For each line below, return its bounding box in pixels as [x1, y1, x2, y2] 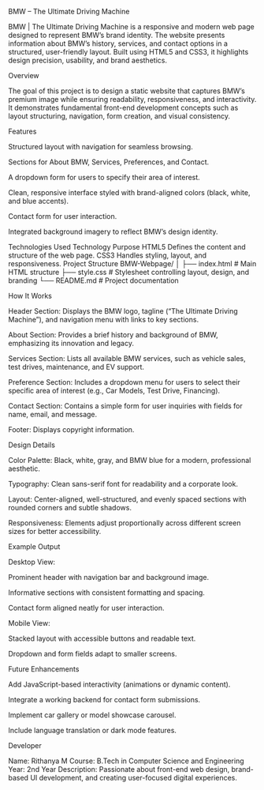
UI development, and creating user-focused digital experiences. [30, 773, 238, 782]
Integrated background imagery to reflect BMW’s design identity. [8, 227, 218, 236]
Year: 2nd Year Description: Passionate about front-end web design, [8, 765, 230, 773]
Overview [8, 71, 39, 80]
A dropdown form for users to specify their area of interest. [8, 173, 201, 182]
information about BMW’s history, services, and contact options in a [8, 39, 229, 48]
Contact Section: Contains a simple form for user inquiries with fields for [8, 401, 243, 410]
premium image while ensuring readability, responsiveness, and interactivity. [8, 95, 257, 103]
